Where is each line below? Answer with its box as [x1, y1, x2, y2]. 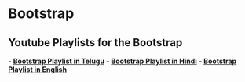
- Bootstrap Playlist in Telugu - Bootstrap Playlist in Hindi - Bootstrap [8, 56, 237, 66]
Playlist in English [8, 65, 68, 74]
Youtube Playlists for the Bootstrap [8, 36, 183, 49]
